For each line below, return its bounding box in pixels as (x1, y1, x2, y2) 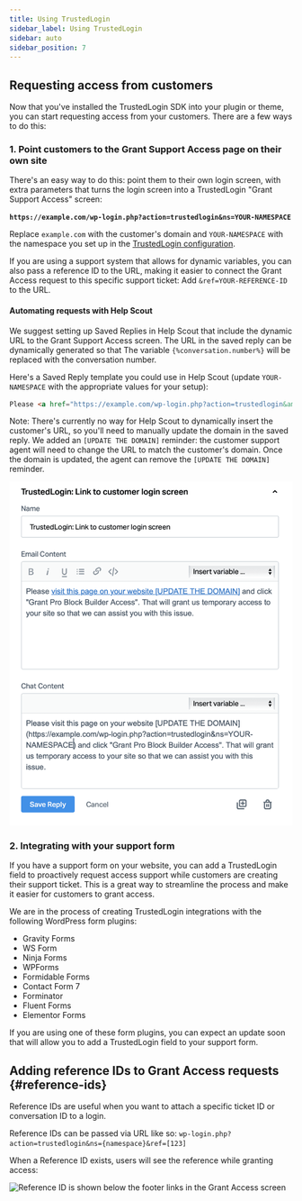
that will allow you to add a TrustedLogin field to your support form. (9, 1037, 259, 1048)
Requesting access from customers (9, 77, 214, 93)
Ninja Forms (22, 952, 67, 963)
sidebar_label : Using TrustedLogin (9, 23, 143, 33)
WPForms (22, 962, 59, 973)
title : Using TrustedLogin (9, 14, 111, 23)
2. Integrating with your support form (9, 840, 175, 852)
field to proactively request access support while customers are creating (9, 869, 279, 880)
